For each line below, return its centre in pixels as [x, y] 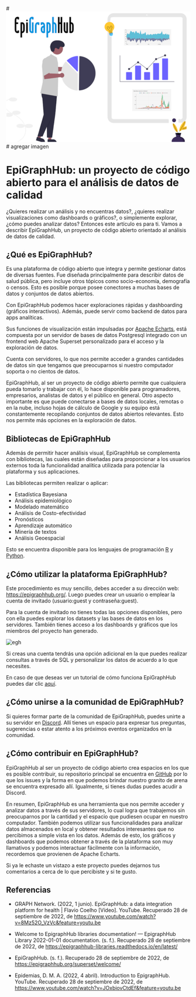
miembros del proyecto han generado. [52, 631]
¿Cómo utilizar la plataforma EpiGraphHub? [87, 574]
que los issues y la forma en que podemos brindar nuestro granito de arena [97, 780]
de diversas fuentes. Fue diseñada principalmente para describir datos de [95, 275]
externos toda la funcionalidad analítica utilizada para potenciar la [85, 466]
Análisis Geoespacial [40, 538]
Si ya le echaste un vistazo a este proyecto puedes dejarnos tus [83, 865]
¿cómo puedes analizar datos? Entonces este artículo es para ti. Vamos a [94, 224]
